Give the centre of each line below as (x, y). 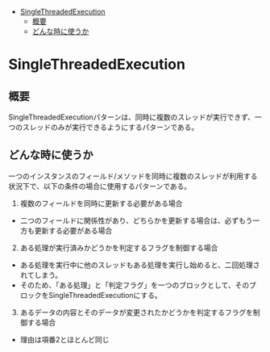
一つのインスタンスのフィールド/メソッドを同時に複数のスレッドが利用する (133, 176)
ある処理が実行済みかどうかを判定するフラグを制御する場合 (119, 247)
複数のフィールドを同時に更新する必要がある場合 (101, 203)
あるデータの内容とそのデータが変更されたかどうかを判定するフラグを (137, 312)
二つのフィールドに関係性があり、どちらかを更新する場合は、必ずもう (136, 220)
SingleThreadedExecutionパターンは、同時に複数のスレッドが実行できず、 (132, 117)
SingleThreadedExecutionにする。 (105, 295)
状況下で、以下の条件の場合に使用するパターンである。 (100, 186)
